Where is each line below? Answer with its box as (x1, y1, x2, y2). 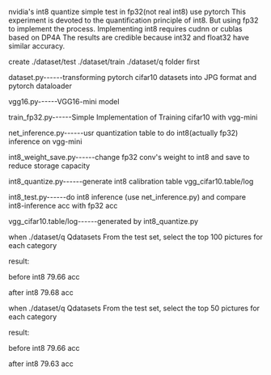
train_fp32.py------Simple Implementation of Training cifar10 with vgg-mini (8, 112, 258, 122)
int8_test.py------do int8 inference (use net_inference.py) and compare (8, 192, 247, 201)
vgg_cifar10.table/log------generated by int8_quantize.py (8, 217, 199, 225)
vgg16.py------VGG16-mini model (8, 97, 120, 106)
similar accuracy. (8, 41, 66, 51)
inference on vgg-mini (8, 137, 83, 146)
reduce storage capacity (8, 161, 91, 171)
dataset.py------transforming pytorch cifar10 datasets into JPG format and (8, 73, 257, 82)
